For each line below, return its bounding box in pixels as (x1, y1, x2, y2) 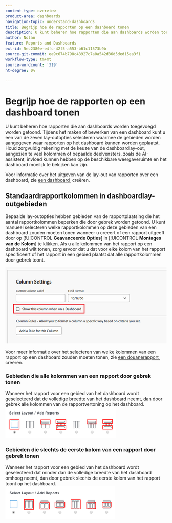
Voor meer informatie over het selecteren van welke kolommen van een (5, 348, 156, 355)
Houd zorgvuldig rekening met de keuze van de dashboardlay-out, (5, 145, 145, 151)
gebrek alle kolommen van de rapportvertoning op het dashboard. (5, 401, 144, 407)
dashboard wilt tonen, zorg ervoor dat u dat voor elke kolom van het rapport (5, 246, 165, 252)
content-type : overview (5, 8, 56, 13)
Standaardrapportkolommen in (5, 192, 106, 201)
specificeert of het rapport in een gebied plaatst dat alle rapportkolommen (5, 251, 162, 257)
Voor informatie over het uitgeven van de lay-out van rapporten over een (5, 171, 159, 178)
